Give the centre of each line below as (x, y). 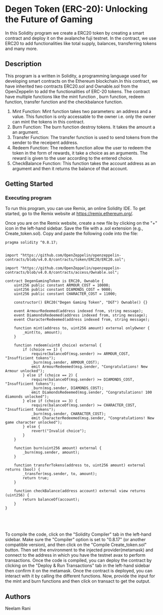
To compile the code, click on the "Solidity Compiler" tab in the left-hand (78, 534)
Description (23, 64)
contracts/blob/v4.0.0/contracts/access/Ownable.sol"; (62, 273)
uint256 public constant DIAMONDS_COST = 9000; (63, 290)
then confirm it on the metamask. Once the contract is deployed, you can (79, 571)
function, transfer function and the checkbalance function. (64, 102)
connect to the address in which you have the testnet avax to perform (75, 555)
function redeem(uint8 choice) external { (58, 345)
